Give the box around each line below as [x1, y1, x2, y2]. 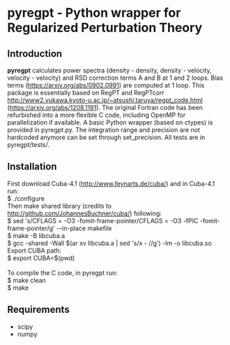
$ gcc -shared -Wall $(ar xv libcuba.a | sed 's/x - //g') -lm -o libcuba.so [7, 239, 213, 247]
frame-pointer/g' [7, 224, 56, 232]
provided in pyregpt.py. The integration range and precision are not [7, 126, 200, 134]
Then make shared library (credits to [7, 202, 112, 210]
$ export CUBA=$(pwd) [7, 253, 75, 262]
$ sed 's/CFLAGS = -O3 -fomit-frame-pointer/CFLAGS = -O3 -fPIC [7, 216, 199, 225]
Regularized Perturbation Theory [7, 20, 203, 36]
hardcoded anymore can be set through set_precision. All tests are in [7, 133, 206, 141]
